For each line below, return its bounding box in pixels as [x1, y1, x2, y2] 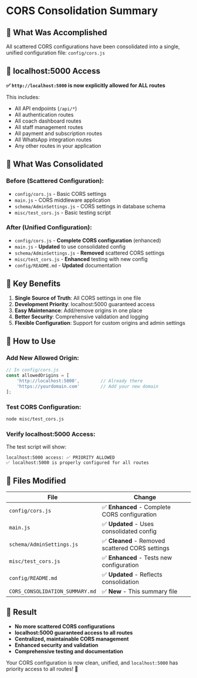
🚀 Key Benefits [6, 279, 61, 289]
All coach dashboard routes [14, 117, 82, 124]
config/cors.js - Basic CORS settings [14, 190, 107, 197]
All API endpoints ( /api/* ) [14, 104, 77, 112]
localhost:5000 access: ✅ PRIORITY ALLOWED [6, 455, 116, 461]
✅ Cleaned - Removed [101, 537, 165, 545]
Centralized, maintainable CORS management [14, 635, 129, 642]
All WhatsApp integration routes [14, 136, 92, 143]
